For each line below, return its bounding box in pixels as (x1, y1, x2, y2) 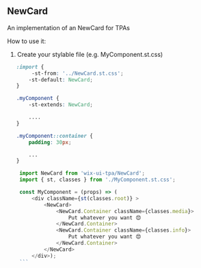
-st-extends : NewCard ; (28, 101, 94, 108)
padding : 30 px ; (28, 138, 72, 146)
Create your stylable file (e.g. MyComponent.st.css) (16, 50, 163, 58)
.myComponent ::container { (16, 132, 94, 139)
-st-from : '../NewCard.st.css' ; (31, 70, 124, 77)
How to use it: (7, 37, 46, 45)
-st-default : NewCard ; (28, 76, 94, 83)
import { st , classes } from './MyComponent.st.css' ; (19, 176, 176, 184)
